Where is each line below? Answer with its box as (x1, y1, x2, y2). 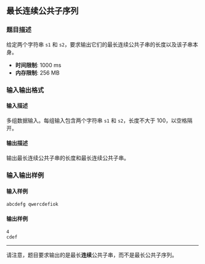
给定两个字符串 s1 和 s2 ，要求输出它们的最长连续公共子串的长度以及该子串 (6, 40, 193, 48)
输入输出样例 (6, 170, 45, 179)
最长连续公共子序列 (6, 5, 79, 16)
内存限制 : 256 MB (15, 69, 60, 76)
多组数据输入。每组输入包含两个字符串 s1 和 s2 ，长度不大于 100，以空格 (6, 117, 187, 124)
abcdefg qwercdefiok (6, 201, 59, 208)
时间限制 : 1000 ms (15, 61, 62, 68)
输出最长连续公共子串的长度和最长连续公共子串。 (6, 155, 129, 162)
